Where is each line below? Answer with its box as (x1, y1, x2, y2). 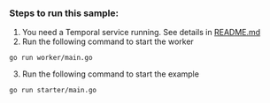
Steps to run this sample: (9, 7, 120, 19)
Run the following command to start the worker (21, 36, 195, 47)
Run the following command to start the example (21, 69, 199, 79)
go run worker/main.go (9, 54, 93, 63)
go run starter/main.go (9, 86, 97, 95)
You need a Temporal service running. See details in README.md (21, 27, 261, 38)
